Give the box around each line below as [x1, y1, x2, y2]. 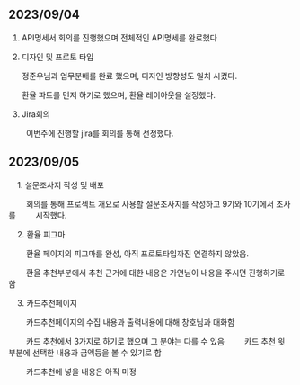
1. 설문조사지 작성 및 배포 [16, 179, 105, 190]
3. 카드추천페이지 [16, 297, 78, 309]
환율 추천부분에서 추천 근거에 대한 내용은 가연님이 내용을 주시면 [25, 267, 247, 278]
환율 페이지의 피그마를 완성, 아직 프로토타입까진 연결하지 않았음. [25, 247, 249, 259]
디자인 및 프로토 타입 [21, 51, 94, 62]
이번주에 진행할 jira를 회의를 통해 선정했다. [25, 128, 174, 139]
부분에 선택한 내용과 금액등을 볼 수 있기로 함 [8, 346, 163, 358]
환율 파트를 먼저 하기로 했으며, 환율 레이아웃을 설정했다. [21, 89, 216, 100]
